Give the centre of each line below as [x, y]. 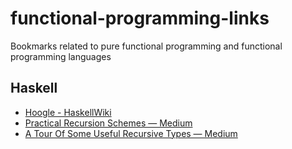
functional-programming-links [140, 18]
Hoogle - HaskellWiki [68, 112]
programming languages [61, 56]
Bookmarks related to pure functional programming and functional [146, 46]
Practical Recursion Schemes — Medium [108, 123]
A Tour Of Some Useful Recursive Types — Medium [131, 133]
